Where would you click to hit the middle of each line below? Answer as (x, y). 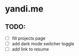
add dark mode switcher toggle (43, 44)
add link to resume (30, 49)
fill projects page (29, 38)
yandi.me (24, 9)
